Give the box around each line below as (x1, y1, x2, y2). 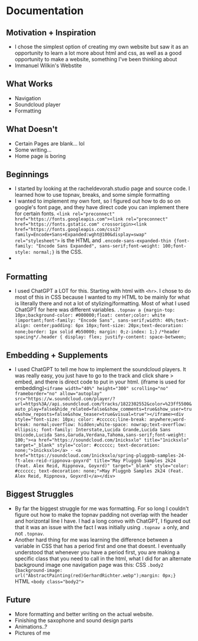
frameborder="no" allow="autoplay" (14, 391, 103, 397)
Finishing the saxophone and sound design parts (14, 617, 134, 624)
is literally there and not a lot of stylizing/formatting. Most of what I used (14, 300, 190, 307)
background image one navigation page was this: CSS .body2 (14, 561, 164, 568)
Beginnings (6, 170, 49, 180)
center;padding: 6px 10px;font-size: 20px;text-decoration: (33, 323, 184, 329)
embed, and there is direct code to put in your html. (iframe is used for (14, 378, 186, 385)
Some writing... (14, 146, 52, 153)
